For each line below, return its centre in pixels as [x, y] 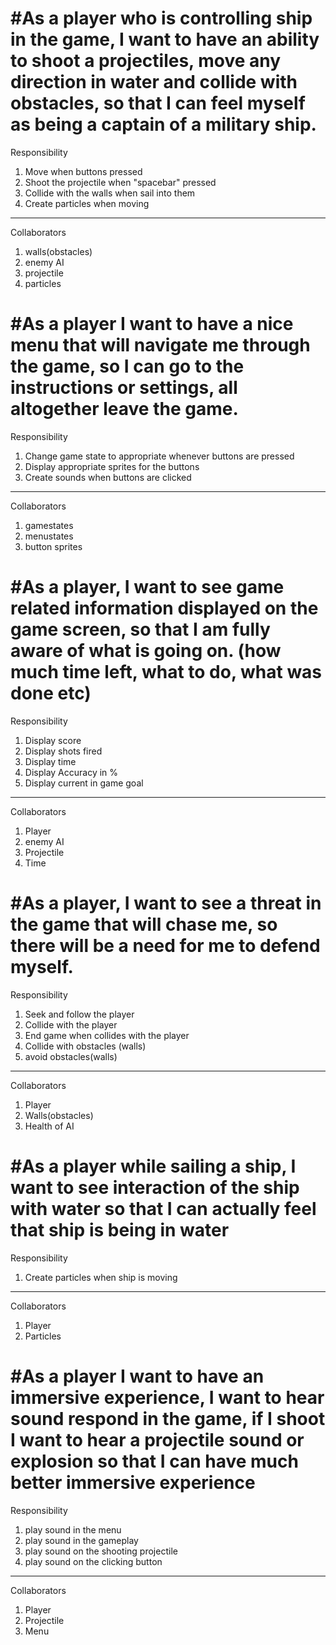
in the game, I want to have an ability [165, 39]
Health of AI [49, 1126]
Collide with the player [71, 1024]
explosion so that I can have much [154, 1461]
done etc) [51, 693]
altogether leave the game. [124, 409]
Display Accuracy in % [71, 772]
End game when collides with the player [107, 1035]
